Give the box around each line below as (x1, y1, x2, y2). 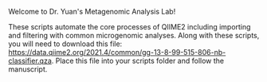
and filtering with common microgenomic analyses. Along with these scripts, (8, 31, 260, 40)
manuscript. (8, 64, 48, 74)
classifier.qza (8, 56, 52, 65)
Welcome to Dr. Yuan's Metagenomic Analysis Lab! (8, 7, 176, 16)
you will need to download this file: (8, 39, 123, 49)
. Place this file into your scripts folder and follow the (51, 56, 225, 65)
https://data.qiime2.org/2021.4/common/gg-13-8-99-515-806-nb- (8, 48, 226, 57)
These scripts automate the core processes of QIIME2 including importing (8, 22, 251, 31)
